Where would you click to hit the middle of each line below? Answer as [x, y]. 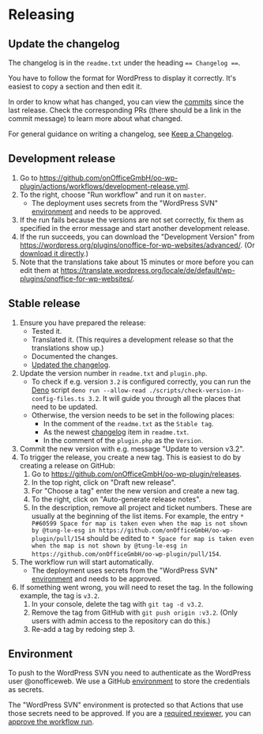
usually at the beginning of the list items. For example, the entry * [138, 516]
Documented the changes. [75, 356]
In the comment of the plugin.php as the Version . [123, 440]
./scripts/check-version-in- [197, 390]
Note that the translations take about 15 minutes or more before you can [137, 262]
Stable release [44, 303]
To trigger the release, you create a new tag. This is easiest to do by [130, 457]
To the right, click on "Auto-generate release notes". [116, 499]
